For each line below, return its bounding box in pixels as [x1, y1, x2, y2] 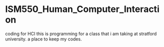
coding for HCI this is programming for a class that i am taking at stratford [5, 30, 157, 36]
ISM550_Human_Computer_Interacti [5, 3, 160, 15]
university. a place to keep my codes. [5, 36, 82, 42]
